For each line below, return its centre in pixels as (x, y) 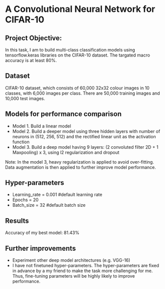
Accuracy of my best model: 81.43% (42, 233)
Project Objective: (33, 38)
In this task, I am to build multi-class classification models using (70, 50)
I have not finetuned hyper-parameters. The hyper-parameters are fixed (86, 266)
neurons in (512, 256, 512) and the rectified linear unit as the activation (84, 136)
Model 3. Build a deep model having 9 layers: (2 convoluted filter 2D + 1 (85, 147)
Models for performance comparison (63, 114)
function (21, 142)
